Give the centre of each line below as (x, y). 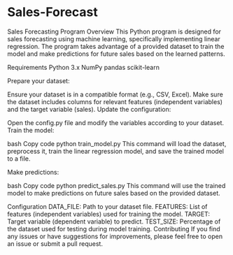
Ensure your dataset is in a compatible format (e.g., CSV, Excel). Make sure (115, 94)
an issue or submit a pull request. (55, 243)
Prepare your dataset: (38, 80)
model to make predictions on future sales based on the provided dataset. (114, 193)
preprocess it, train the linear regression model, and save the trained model (115, 151)
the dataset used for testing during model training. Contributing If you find (114, 228)
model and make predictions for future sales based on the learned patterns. (116, 54)
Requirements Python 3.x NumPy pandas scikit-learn (83, 67)
